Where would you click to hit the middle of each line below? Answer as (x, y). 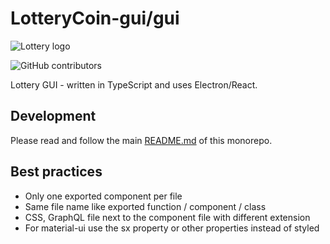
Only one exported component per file (103, 196)
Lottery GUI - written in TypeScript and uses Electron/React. (134, 84)
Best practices (56, 172)
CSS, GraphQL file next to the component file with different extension (167, 217)
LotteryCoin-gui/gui (95, 18)
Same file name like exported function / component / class (145, 206)
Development (53, 116)
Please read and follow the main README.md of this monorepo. (141, 140)
